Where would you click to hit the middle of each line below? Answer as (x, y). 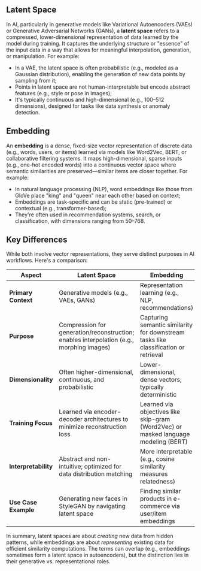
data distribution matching (96, 474)
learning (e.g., (159, 293)
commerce (155, 506)
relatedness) (157, 482)
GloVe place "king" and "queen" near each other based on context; (98, 195)
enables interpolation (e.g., (97, 340)
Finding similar (160, 491)
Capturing (154, 318)
